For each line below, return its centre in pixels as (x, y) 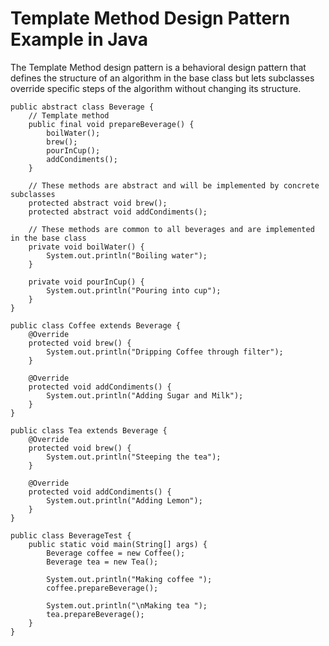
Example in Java (79, 39)
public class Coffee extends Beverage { (96, 325)
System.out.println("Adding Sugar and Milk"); (145, 395)
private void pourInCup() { (86, 282)
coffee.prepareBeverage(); (102, 588)
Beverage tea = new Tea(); (102, 562)
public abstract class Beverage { (82, 107)
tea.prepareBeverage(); (95, 614)
